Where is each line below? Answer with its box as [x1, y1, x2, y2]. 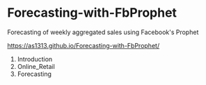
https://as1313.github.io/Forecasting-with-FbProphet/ [7, 41, 160, 49]
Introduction [17, 54, 53, 63]
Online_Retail [17, 62, 56, 70]
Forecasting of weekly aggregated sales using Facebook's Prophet [7, 28, 199, 36]
